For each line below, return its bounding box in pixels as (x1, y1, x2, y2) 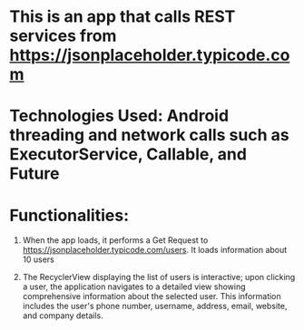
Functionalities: (9, 205, 130, 226)
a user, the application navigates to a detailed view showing (22, 281, 247, 292)
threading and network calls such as (9, 125, 289, 146)
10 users (22, 254, 54, 265)
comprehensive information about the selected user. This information (22, 291, 281, 302)
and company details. (22, 310, 103, 321)
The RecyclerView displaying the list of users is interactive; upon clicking (22, 272, 296, 283)
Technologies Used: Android (9, 106, 230, 126)
